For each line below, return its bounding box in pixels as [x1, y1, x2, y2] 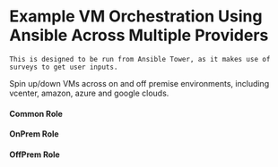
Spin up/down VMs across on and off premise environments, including [9, 78, 270, 88]
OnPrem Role [9, 129, 60, 139]
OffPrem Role [9, 149, 60, 160]
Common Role [9, 108, 63, 119]
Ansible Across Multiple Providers [9, 25, 269, 46]
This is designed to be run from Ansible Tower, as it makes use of [9, 54, 271, 63]
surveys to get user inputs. [9, 63, 118, 71]
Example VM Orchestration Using [9, 6, 263, 27]
